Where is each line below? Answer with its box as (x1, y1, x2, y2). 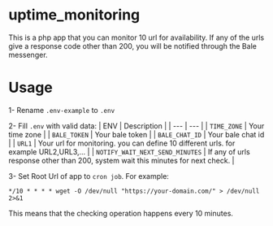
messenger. (8, 50, 48, 59)
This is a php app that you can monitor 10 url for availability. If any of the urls (8, 33, 265, 42)
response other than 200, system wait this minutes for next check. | (8, 155, 235, 165)
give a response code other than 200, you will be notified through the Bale (8, 41, 258, 50)
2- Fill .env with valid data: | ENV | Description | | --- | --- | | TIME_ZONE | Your (8, 120, 265, 131)
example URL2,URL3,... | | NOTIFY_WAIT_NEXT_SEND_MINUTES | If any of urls (8, 146, 250, 156)
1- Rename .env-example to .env (8, 105, 115, 115)
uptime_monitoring (8, 6, 141, 24)
